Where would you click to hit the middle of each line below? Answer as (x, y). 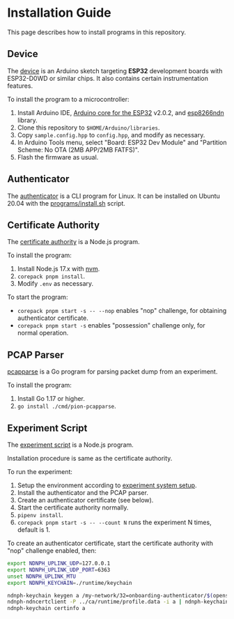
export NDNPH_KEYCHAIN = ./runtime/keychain (70, 583)
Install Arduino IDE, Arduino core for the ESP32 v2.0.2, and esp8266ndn (120, 112)
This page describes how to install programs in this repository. (97, 32)
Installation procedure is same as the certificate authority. (90, 458)
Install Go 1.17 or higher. (51, 399)
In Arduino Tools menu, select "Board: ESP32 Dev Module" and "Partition (122, 142)
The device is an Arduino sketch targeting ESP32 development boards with (115, 70)
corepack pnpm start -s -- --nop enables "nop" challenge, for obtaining (122, 311)
